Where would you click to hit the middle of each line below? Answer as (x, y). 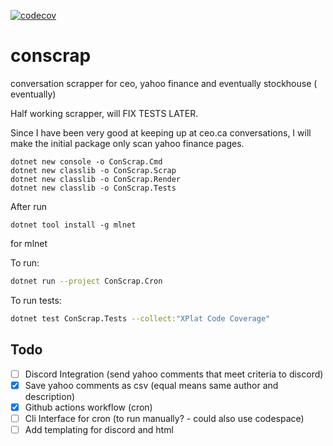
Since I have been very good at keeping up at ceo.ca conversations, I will (161, 132)
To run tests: (36, 300)
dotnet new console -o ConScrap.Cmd (86, 161)
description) (50, 396)
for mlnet (29, 243)
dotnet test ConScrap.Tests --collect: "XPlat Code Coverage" (140, 318)
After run (28, 206)
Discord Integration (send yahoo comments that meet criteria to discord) (174, 374)
